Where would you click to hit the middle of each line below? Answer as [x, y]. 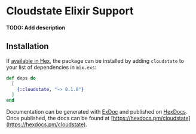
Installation [27, 46]
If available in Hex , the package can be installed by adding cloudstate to [95, 60]
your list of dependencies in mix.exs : [51, 67]
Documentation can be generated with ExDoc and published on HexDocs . [97, 112]
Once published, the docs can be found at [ [60, 118]
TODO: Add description [36, 28]
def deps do [21, 78]
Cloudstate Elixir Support [70, 11]
